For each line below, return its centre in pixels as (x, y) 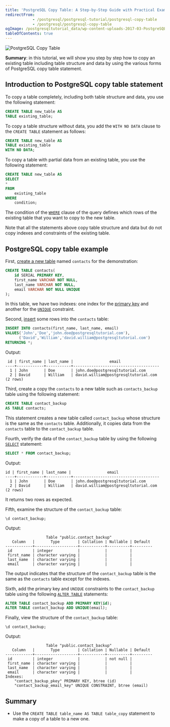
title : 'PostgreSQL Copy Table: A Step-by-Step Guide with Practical (80, 10)
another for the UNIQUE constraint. (40, 309)
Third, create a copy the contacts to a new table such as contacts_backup (81, 388)
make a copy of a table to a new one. (51, 719)
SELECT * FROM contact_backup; (38, 453)
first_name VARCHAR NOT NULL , (46, 280)
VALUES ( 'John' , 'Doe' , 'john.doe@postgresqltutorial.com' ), (68, 333)
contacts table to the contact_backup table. (50, 428)
